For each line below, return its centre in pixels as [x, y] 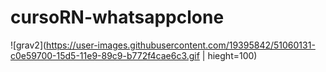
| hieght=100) [229, 55]
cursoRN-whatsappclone [117, 17]
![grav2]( [28, 45]
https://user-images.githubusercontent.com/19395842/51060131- [181, 45]
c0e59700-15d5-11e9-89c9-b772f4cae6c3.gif [105, 55]
